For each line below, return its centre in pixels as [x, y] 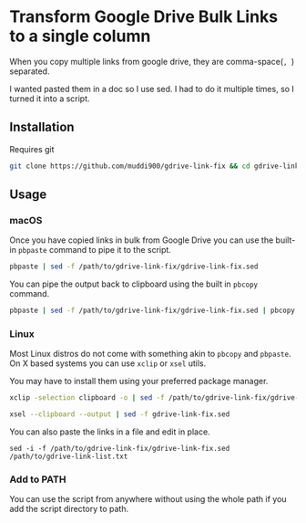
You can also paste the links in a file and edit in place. [110, 432]
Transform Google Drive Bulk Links [144, 17]
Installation [42, 127]
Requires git [32, 149]
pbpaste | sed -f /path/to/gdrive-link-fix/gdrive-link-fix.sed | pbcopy [153, 311]
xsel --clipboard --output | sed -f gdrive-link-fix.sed [120, 414]
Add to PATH [38, 479]
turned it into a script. [50, 99]
